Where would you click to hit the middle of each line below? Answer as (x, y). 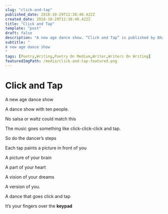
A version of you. (23, 187)
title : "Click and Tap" (30, 24)
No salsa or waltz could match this (41, 119)
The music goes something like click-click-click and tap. (63, 128)
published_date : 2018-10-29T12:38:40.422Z (50, 14)
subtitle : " (17, 42)
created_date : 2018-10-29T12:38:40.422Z (48, 19)
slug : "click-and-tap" (29, 10)
